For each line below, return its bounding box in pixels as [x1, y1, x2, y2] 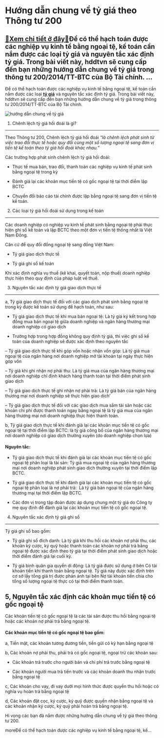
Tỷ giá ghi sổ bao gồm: [5, 528, 51, 534]
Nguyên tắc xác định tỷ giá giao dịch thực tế [12, 285, 102, 290]
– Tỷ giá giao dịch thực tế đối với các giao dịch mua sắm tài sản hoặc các [5, 402, 152, 408]
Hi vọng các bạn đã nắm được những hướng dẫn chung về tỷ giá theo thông [5, 713, 158, 718]
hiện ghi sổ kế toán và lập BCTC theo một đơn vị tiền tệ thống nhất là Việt [5, 227, 152, 233]
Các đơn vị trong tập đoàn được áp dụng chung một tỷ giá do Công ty [12, 499, 153, 505]
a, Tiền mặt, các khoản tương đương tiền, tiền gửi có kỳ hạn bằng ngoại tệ [5, 640, 154, 646]
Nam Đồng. [5, 232, 28, 238]
